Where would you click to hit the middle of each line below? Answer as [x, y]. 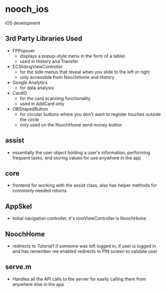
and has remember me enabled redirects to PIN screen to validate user [85, 251]
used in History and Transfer [49, 61]
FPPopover [24, 50]
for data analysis [37, 88]
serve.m [18, 267]
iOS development [23, 23]
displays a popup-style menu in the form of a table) [72, 56]
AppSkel [19, 206]
